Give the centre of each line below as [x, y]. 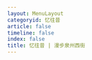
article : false [29, 26]
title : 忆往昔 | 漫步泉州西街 [46, 46]
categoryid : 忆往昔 [34, 20]
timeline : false [31, 33]
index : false [26, 39]
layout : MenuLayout [36, 13]
